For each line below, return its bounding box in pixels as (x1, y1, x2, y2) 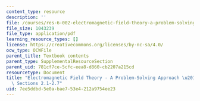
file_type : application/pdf (6, 31, 76, 37)
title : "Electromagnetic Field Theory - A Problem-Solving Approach (6, 75, 180, 81)
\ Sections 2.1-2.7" (11, 81, 62, 87)
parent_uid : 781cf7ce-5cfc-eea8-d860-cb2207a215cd (6, 64, 135, 70)
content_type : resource (6, 8, 65, 15)
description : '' (6, 14, 46, 20)
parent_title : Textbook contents (6, 53, 89, 59)
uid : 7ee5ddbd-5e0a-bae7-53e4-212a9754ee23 (6, 86, 116, 92)
